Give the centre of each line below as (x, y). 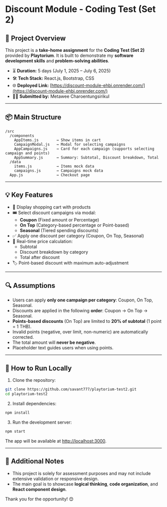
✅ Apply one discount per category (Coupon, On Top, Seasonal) (78, 236)
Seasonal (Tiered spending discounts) (59, 230)
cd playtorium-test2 (27, 394)
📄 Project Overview (36, 38)
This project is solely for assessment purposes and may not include (82, 473)
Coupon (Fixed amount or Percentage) (59, 220)
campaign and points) (28, 153)
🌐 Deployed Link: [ (32, 85)
